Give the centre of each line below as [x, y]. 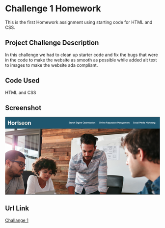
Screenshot [23, 108]
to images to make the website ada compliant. [52, 65]
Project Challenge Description [52, 43]
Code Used [23, 81]
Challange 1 [17, 220]
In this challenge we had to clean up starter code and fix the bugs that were [82, 55]
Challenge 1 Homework [53, 9]
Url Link [17, 209]
